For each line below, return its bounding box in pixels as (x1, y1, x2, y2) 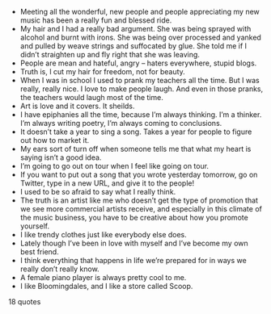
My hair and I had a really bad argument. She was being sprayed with (19, 24, 252, 33)
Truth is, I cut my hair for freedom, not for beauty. (19, 67, 186, 76)
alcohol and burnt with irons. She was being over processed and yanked (19, 32, 261, 42)
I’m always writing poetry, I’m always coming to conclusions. (19, 119, 222, 128)
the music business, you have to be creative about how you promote (19, 213, 248, 222)
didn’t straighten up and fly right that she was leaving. (19, 50, 201, 59)
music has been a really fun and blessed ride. (19, 15, 172, 25)
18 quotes (8, 297, 41, 306)
